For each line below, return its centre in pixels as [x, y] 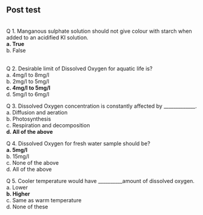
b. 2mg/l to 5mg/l [28, 81]
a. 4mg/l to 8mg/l [28, 74]
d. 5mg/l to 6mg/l [28, 94]
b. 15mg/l [18, 156]
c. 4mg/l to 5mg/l [28, 88]
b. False [16, 50]
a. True [15, 44]
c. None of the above [33, 162]
